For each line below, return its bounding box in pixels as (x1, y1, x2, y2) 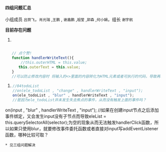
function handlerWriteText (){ (11, 55, 74, 60)
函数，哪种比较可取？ (5, 132, 48, 138)
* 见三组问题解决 (5, 143, 36, 148)
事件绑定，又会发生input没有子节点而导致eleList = (5, 113, 107, 119)
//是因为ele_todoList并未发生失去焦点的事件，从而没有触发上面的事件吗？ (12, 98, 147, 102)
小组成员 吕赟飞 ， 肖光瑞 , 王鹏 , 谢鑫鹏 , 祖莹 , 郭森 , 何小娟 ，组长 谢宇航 (5, 16, 133, 22)
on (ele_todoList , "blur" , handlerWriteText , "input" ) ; (12, 93, 134, 98)
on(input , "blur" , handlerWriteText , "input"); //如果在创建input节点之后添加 (5, 107, 159, 113)
